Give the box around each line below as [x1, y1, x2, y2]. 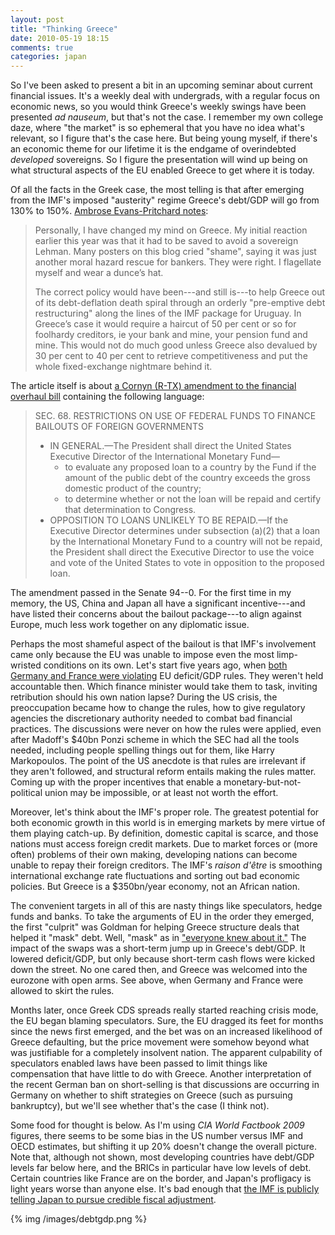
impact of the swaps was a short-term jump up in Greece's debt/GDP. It [10, 942, 306, 955]
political [10, 787, 43, 799]
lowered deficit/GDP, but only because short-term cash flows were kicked [10, 953, 316, 965]
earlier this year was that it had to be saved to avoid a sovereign [34, 235, 299, 247]
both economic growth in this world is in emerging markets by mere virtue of [10, 817, 326, 829]
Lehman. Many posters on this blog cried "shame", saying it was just [34, 246, 317, 258]
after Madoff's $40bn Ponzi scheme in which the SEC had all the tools [10, 734, 300, 746]
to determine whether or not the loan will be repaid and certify [64, 493, 322, 505]
